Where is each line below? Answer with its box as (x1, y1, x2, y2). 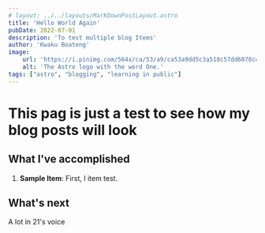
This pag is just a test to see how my (8, 104, 251, 122)
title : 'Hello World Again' (8, 19, 101, 27)
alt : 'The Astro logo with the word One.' (22, 63, 164, 71)
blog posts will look (8, 121, 137, 139)
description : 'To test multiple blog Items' (8, 33, 157, 42)
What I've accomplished (8, 152, 130, 166)
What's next (8, 197, 69, 210)
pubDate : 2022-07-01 (8, 26, 77, 34)
